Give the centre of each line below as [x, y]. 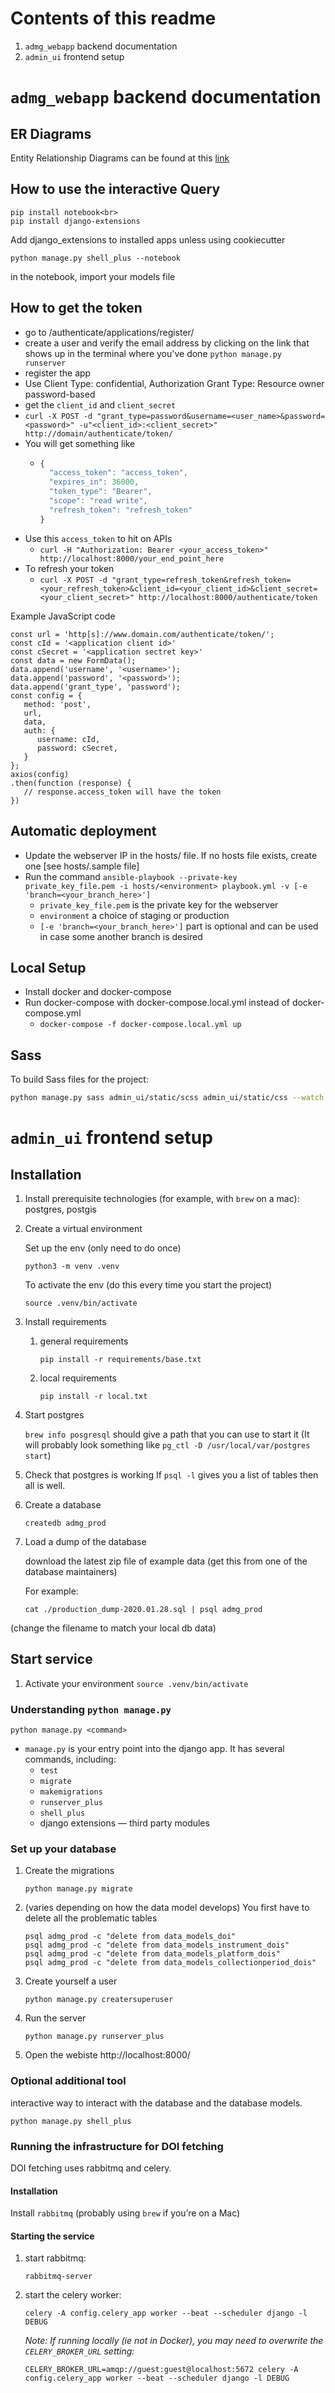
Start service [51, 1659]
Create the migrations [69, 1871]
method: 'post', [57, 704]
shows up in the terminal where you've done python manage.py [153, 353]
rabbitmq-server [58, 2277]
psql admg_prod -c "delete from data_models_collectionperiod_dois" [170, 1963]
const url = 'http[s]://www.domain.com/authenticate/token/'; [142, 634]
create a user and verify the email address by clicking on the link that [167, 343]
